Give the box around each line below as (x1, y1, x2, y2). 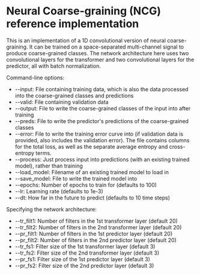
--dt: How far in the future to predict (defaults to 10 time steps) (14, 194, 170, 201)
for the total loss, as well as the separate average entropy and (14, 143, 168, 150)
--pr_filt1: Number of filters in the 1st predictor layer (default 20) (14, 230, 173, 237)
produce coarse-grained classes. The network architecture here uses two (6, 49, 189, 56)
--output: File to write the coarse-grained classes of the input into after (14, 104, 191, 112)
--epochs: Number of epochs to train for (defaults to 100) (14, 181, 157, 189)
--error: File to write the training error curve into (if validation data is (14, 130, 184, 137)
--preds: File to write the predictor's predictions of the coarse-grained (14, 117, 189, 124)
